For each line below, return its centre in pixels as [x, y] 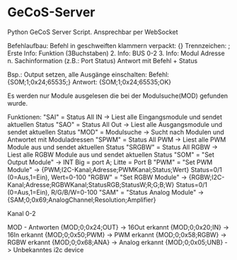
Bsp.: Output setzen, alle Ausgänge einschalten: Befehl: [88, 74]
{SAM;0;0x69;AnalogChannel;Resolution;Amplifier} [82, 200]
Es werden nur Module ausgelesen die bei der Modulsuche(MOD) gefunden [118, 96]
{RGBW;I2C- [207, 177]
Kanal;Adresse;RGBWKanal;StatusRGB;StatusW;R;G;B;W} [91, 184]
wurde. [18, 103]
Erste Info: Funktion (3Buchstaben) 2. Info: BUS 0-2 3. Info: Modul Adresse [116, 53]
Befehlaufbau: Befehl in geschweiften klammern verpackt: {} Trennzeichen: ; [119, 45]
